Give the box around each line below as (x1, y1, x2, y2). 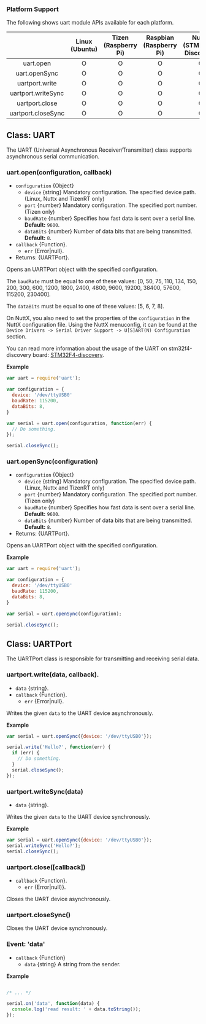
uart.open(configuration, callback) (6, 168, 112, 177)
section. (6, 333, 27, 340)
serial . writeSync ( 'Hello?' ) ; (6, 842, 81, 849)
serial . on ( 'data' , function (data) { (6, 1001, 100, 1007)
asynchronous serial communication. (6, 153, 100, 160)
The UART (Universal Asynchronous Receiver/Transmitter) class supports (6, 146, 192, 154)
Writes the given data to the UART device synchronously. (6, 813, 151, 820)
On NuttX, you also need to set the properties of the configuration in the (6, 315, 190, 322)
